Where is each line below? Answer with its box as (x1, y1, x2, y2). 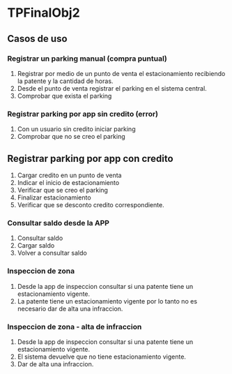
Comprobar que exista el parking (17, 91, 112, 100)
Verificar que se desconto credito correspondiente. (17, 200, 165, 209)
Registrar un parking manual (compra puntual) (7, 54, 167, 63)
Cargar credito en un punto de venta (17, 171, 122, 179)
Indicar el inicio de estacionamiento (17, 178, 120, 186)
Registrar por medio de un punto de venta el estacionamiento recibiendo (17, 69, 226, 77)
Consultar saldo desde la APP (7, 218, 110, 227)
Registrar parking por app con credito (7, 152, 173, 165)
